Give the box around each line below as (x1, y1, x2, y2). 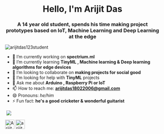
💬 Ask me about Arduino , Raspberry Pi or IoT (12, 80, 106, 86)
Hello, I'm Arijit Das (42, 3, 123, 15)
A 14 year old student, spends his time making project (17, 21, 148, 28)
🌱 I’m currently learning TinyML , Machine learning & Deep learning (12, 59, 151, 65)
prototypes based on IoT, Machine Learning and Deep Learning (5, 27, 160, 34)
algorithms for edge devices (12, 64, 71, 70)
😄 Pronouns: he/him (12, 92, 54, 99)
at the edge (68, 33, 97, 40)
